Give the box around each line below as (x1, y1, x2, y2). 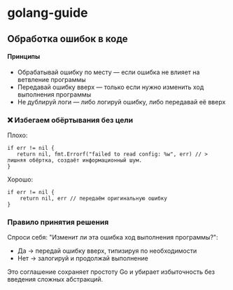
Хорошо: (7, 175, 34, 184)
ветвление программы (17, 75, 86, 83)
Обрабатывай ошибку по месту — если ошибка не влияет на (17, 68, 200, 76)
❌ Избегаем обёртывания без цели (7, 115, 134, 125)
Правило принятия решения (7, 217, 109, 227)
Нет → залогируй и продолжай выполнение (17, 254, 148, 263)
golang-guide (7, 5, 88, 21)
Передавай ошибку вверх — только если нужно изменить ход (17, 83, 204, 91)
